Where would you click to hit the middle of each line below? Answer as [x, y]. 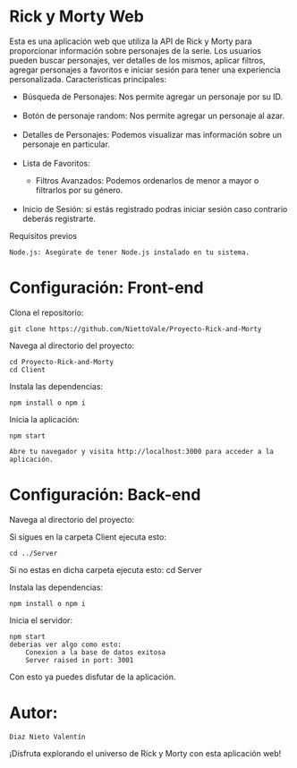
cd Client [28, 370]
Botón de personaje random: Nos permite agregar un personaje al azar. [153, 115]
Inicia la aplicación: [45, 419]
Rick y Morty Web [77, 17]
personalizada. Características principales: [88, 79]
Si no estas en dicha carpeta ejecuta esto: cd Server [106, 569]
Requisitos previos [43, 235]
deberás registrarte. [59, 218]
